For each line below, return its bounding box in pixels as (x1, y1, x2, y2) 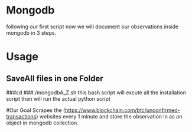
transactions (6, 113, 37, 120)
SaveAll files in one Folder (6, 73, 103, 83)
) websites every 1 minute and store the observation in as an (36, 113, 183, 120)
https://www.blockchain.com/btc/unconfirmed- (64, 107, 180, 114)
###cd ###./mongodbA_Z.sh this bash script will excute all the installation (6, 89, 186, 96)
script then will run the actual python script (6, 95, 110, 102)
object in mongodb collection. (6, 119, 79, 126)
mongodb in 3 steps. (6, 29, 57, 36)
